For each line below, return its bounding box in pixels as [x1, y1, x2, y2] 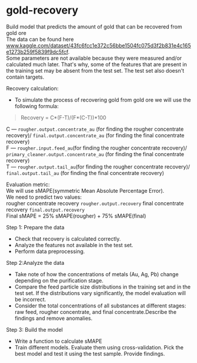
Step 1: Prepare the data [6, 223, 65, 231]
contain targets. [6, 73, 44, 80]
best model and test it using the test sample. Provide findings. [14, 350, 165, 357]
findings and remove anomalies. [14, 315, 93, 322]
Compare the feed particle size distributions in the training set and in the [14, 283, 191, 290]
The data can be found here [6, 35, 74, 43]
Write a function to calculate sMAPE [14, 338, 102, 345]
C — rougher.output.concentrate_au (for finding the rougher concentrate [6, 125, 184, 132]
